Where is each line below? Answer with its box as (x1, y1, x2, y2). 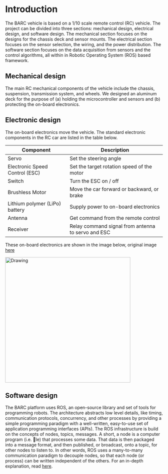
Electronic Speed (7, 163, 48, 170)
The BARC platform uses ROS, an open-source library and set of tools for (5, 405, 156, 411)
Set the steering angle (69, 154, 121, 162)
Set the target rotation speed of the (69, 163, 152, 170)
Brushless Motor (7, 189, 46, 196)
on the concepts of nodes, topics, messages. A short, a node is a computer (5, 431, 160, 437)
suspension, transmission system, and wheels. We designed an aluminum (5, 90, 157, 96)
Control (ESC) (7, 169, 40, 176)
